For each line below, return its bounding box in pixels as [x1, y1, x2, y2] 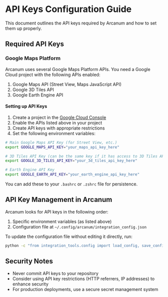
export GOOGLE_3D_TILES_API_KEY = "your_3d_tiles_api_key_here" [5, 158, 137, 163]
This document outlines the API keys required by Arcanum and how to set [5, 20, 157, 26]
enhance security [12, 281, 49, 287]
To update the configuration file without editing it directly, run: [5, 233, 132, 239]
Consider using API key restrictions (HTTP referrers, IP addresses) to [12, 275, 155, 281]
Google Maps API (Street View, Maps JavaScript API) [12, 81, 121, 87]
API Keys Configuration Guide [5, 3, 132, 15]
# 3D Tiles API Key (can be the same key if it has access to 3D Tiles [5, 153, 157, 158]
